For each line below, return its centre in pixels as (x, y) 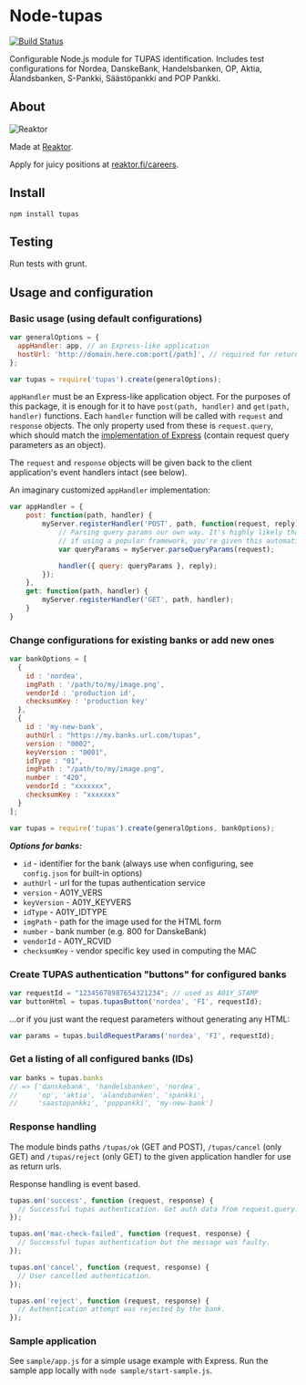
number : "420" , (57, 778)
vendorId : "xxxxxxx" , (69, 786)
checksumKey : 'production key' (87, 702)
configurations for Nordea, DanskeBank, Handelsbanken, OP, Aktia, (136, 68)
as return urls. (36, 1166)
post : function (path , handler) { (89, 515)
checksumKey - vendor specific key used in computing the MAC (139, 951)
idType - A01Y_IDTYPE (65, 911)
